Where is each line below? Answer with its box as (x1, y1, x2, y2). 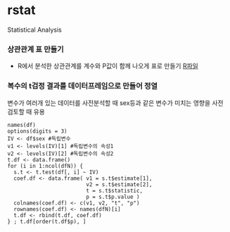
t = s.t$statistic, (85, 187, 143, 194)
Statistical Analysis (7, 25, 62, 34)
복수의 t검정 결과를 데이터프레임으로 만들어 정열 (7, 81, 158, 91)
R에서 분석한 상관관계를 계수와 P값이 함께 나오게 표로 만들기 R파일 (17, 62, 198, 71)
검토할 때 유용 (7, 107, 46, 116)
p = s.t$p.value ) (85, 193, 140, 200)
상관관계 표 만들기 (7, 44, 65, 54)
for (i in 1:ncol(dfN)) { (7, 162, 83, 169)
